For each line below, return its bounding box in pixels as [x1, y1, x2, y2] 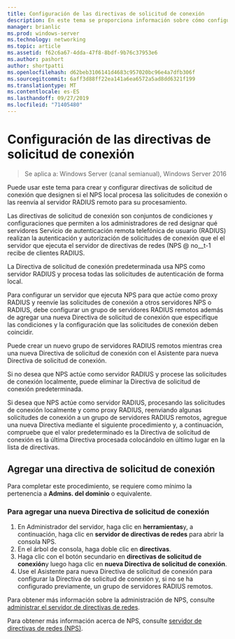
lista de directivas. [7, 442, 60, 451]
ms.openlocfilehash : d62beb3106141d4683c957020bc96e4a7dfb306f [7, 69, 196, 76]
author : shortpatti [7, 62, 64, 69]
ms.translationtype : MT [7, 82, 77, 89]
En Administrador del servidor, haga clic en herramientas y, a [17, 522, 194, 531]
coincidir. [7, 328, 34, 336]
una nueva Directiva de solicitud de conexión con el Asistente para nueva [7, 349, 219, 357]
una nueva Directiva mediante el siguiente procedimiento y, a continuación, [7, 421, 224, 429]
